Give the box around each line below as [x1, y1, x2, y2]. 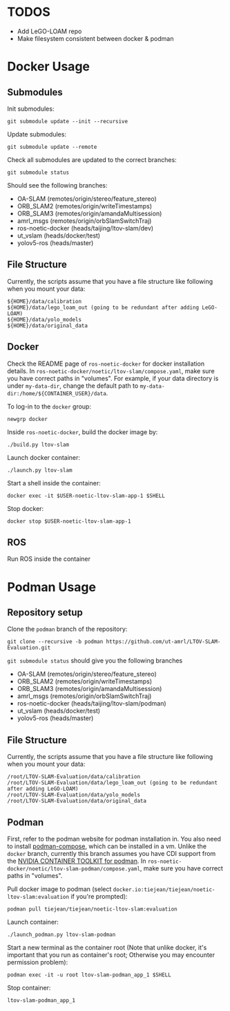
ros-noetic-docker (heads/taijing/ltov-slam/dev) [17, 224, 154, 232]
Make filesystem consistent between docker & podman [17, 34, 174, 42]
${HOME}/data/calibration [7, 298, 82, 305]
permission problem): [7, 958, 68, 966]
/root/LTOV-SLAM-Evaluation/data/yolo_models [7, 791, 140, 798]
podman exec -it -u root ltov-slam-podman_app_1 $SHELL [7, 972, 171, 978]
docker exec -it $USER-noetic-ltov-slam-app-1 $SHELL [7, 492, 166, 499]
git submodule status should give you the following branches [7, 656, 183, 665]
